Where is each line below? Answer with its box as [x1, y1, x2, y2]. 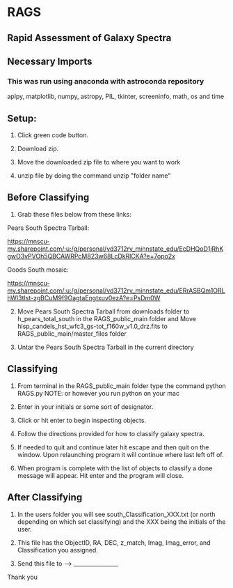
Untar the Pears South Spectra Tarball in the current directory [17, 343, 194, 351]
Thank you [7, 573, 38, 581]
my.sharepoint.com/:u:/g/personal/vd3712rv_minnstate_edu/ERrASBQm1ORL [7, 286, 225, 295]
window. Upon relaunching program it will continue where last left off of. [17, 450, 224, 458]
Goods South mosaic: [7, 265, 69, 274]
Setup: [7, 112, 37, 124]
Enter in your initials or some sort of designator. [17, 402, 154, 411]
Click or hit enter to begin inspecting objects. [17, 416, 147, 424]
